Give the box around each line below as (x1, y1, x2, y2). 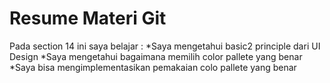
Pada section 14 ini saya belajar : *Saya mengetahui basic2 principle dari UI (9, 40, 321, 52)
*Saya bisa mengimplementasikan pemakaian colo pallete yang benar (9, 61, 297, 73)
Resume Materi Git (9, 7, 167, 30)
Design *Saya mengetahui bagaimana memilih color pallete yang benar (9, 50, 303, 62)
